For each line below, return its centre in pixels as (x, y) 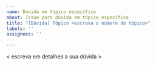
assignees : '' (24, 34)
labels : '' (20, 29)
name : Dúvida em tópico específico (51, 12)
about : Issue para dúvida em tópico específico (68, 17)
